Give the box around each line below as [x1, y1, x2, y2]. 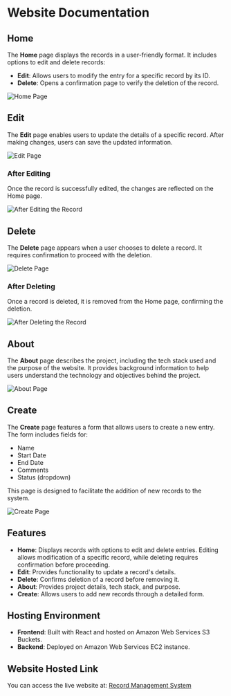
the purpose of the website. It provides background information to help [7, 364, 210, 372]
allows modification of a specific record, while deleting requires [17, 553, 198, 561]
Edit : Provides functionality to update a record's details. [17, 567, 176, 576]
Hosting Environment [7, 610, 101, 622]
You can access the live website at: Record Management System [7, 681, 192, 690]
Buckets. [17, 635, 43, 644]
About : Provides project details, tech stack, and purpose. [17, 583, 181, 591]
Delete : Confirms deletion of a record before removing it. [17, 575, 180, 583]
